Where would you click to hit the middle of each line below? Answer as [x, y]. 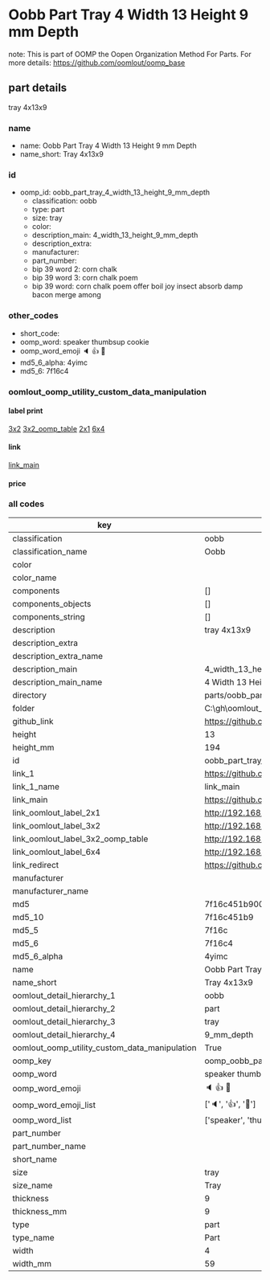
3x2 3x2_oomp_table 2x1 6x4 [57, 428]
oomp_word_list [42, 1120]
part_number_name [49, 1146]
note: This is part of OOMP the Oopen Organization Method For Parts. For [130, 54]
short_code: [40, 333]
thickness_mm [40, 1211]
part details [38, 88]
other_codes [33, 316]
